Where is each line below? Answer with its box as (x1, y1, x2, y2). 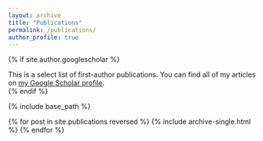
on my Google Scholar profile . (8, 78, 105, 88)
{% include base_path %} (8, 102, 91, 111)
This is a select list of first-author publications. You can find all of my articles (8, 70, 256, 79)
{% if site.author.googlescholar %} (8, 55, 120, 64)
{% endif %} (8, 87, 49, 96)
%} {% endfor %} (8, 125, 65, 135)
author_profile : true (8, 33, 79, 42)
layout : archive (8, 11, 61, 20)
